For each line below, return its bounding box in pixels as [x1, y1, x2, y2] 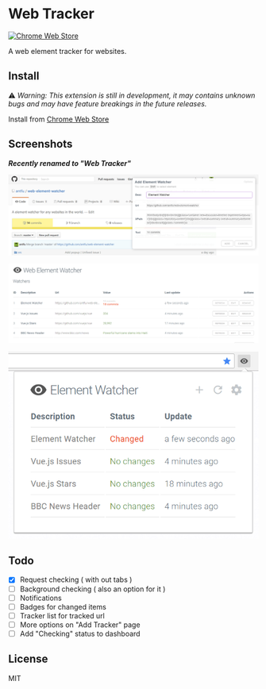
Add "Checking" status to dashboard [19, 629, 141, 638]
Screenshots [8, 137, 73, 151]
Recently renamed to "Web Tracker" [8, 158, 132, 167]
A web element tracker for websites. [8, 46, 127, 56]
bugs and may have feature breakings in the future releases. [8, 98, 207, 108]
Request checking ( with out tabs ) [19, 575, 133, 584]
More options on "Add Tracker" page [19, 620, 141, 629]
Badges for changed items [19, 602, 107, 611]
